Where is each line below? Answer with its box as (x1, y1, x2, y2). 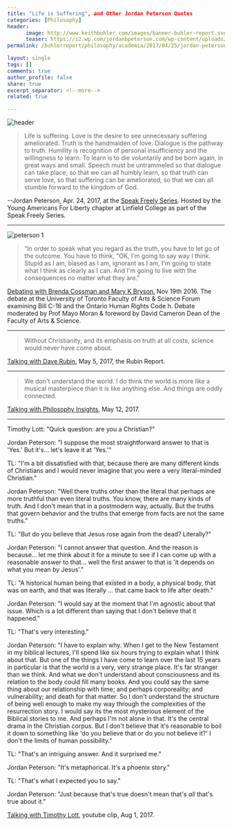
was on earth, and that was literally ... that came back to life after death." (7, 586, 214, 594)
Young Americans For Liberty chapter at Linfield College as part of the (7, 204, 207, 212)
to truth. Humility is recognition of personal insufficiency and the (23, 147, 207, 155)
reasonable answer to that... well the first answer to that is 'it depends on (7, 558, 215, 567)
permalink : (7, 42, 39, 49)
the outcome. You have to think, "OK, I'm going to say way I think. (23, 252, 211, 260)
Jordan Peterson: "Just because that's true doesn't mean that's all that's (7, 790, 213, 798)
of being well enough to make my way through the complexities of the (7, 700, 206, 708)
